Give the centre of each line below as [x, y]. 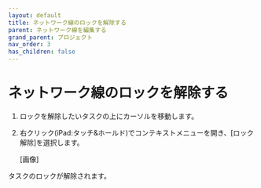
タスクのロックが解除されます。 [60, 175]
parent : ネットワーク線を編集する [57, 30]
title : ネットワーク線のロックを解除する [68, 23]
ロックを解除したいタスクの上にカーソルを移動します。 [109, 116]
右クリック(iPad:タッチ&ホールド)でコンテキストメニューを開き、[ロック [136, 132]
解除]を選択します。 [51, 143]
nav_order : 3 [29, 45]
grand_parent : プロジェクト [50, 37]
